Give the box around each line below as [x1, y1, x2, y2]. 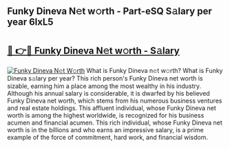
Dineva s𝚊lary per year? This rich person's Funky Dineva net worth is [7, 74, 203, 82]
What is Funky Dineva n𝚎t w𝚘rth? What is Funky [85, 67, 223, 74]
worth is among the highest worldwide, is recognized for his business [7, 112, 205, 119]
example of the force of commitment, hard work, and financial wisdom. [7, 134, 209, 141]
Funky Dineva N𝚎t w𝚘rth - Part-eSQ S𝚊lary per [7, 6, 212, 17]
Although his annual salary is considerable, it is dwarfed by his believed [7, 89, 210, 97]
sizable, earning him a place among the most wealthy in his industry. [7, 82, 202, 90]
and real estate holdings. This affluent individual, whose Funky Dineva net [7, 104, 217, 112]
